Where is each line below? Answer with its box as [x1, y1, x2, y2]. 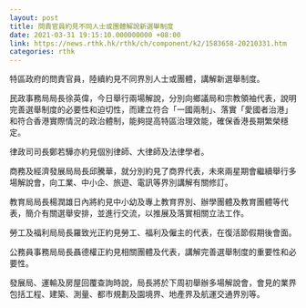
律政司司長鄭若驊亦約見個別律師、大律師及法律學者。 [9, 147, 209, 158]
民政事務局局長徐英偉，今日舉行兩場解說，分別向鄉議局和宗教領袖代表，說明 [9, 93, 297, 104]
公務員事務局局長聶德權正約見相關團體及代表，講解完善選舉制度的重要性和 [9, 247, 289, 258]
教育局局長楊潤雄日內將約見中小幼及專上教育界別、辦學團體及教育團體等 [9, 197, 280, 208]
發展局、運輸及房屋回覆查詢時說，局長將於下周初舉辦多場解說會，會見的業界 [9, 277, 297, 288]
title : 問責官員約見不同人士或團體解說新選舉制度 [9, 22, 174, 31]
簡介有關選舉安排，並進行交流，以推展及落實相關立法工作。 [25, 208, 249, 219]
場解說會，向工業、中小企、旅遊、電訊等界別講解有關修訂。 [9, 177, 233, 188]
